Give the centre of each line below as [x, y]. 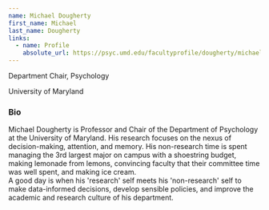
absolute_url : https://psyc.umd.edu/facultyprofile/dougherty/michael [143, 53]
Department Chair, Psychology [59, 76]
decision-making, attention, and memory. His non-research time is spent [128, 147]
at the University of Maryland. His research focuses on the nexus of [120, 138]
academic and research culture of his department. [91, 198]
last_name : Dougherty [44, 30]
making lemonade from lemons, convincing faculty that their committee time [134, 164]
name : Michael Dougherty [50, 16]
